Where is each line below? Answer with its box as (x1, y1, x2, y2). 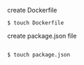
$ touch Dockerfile (7, 20, 64, 27)
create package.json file (7, 31, 77, 40)
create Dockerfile (7, 6, 57, 14)
